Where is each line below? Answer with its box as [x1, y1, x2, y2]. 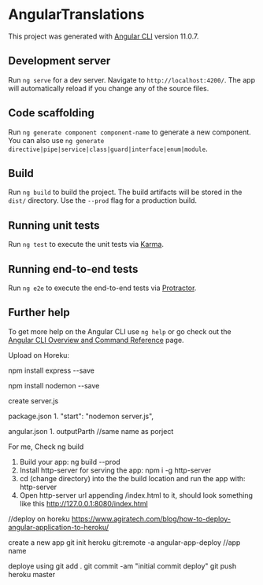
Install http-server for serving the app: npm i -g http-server [19, 465, 212, 475]
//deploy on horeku [8, 513, 71, 524]
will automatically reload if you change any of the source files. [8, 83, 209, 93]
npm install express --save [8, 366, 94, 375]
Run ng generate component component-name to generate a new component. [8, 127, 252, 137]
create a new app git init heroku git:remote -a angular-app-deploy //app [8, 537, 241, 547]
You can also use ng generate [8, 135, 105, 145]
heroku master [8, 569, 56, 579]
